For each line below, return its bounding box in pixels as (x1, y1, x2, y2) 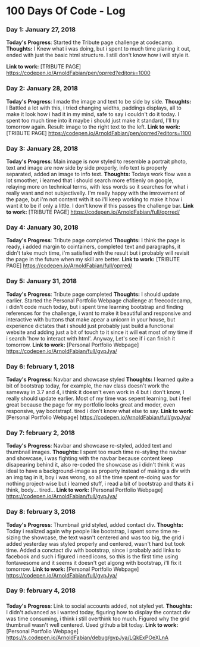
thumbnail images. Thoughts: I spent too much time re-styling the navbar (6, 448, 186, 456)
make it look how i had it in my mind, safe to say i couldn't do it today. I (6, 110, 180, 117)
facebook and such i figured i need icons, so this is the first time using (6, 552, 179, 560)
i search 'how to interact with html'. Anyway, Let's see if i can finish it (6, 335, 176, 342)
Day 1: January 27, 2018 (6, 26, 76, 34)
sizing (6, 534, 21, 541)
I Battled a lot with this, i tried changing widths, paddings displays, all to (6, 104, 182, 111)
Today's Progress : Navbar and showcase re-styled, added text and (6, 442, 173, 449)
